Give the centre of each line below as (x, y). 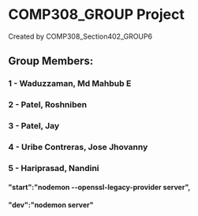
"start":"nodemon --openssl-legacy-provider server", (99, 187)
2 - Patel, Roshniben (48, 105)
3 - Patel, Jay (34, 126)
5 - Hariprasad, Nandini (54, 168)
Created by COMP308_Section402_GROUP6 (80, 36)
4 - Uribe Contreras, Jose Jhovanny (78, 147)
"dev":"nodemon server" (51, 205)
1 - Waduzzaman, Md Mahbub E (70, 84)
